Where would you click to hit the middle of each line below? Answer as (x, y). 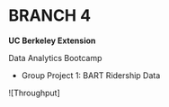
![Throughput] (34, 93)
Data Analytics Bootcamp (55, 58)
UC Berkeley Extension (52, 40)
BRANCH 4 (50, 16)
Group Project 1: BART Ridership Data (91, 75)
